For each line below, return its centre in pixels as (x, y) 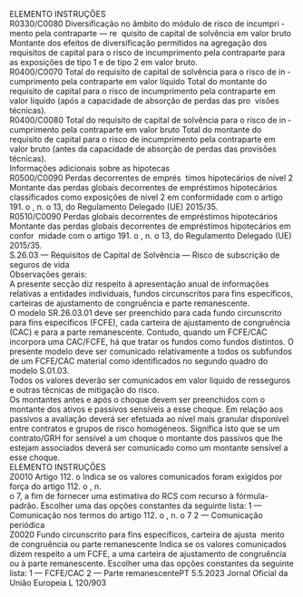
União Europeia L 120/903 (58, 582)
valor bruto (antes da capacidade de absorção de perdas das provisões (143, 149)
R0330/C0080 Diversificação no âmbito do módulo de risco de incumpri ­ (147, 24)
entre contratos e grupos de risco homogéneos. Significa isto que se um (145, 428)
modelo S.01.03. (39, 371)
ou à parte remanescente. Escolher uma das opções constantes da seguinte (152, 563)
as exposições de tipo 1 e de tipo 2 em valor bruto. (103, 62)
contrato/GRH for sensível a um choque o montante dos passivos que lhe (146, 438)
